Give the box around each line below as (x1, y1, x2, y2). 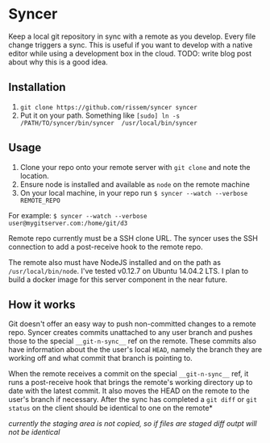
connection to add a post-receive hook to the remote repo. (8, 242, 203, 251)
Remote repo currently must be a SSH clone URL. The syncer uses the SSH (8, 233, 258, 242)
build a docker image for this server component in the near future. (8, 275, 228, 284)
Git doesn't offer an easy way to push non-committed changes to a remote (8, 319, 256, 329)
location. (19, 171, 50, 180)
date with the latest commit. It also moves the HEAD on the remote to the (8, 386, 250, 395)
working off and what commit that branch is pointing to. (8, 354, 193, 363)
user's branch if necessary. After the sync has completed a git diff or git (8, 395, 258, 404)
